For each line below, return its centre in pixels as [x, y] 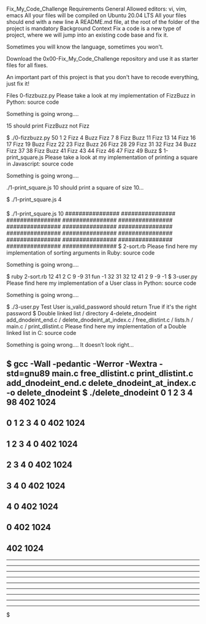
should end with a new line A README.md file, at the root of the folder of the [103, 22]
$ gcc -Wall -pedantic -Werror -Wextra [82, 364]
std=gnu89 [28, 373]
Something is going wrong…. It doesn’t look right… [70, 345]
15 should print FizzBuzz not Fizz [48, 126]
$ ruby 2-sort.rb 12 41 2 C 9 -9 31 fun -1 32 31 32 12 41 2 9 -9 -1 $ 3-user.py [102, 276]
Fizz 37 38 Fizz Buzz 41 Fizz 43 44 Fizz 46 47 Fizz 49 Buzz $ [84, 151]
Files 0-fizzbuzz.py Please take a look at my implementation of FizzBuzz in [101, 95]
